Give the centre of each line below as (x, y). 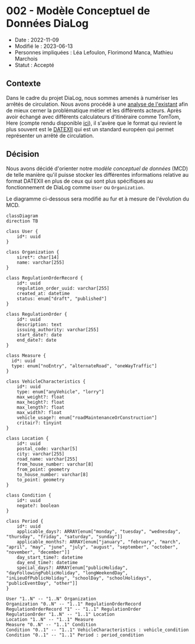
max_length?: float (41, 407)
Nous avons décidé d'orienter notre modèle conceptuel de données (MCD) (97, 168)
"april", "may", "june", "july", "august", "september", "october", (92, 547)
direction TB (22, 221)
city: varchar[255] (41, 454)
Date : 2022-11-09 (37, 40)
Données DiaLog (47, 23)
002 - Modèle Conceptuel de (78, 11)
